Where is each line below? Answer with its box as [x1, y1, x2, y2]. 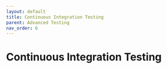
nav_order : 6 [6, 25, 38, 31]
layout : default [6, 8, 46, 15]
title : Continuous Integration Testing [6, 14, 104, 20]
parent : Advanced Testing [6, 19, 69, 25]
